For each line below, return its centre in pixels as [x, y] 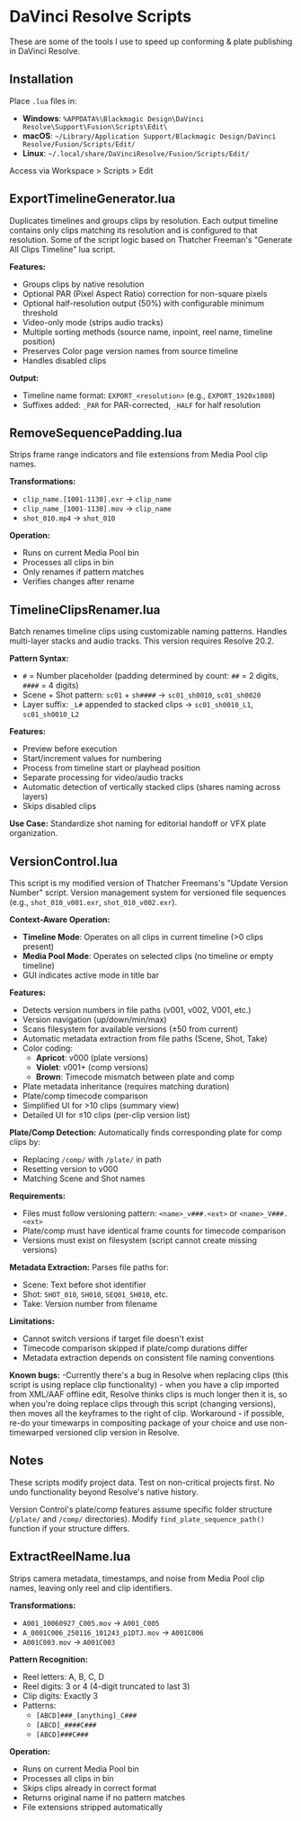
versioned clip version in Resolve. [117, 1432]
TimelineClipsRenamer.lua [85, 610]
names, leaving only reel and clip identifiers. [91, 1587]
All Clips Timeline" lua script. [62, 249]
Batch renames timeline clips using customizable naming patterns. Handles [148, 632]
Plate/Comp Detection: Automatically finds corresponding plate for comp [146, 1133]
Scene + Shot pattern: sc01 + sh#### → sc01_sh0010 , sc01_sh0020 [142, 695]
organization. [34, 833]
